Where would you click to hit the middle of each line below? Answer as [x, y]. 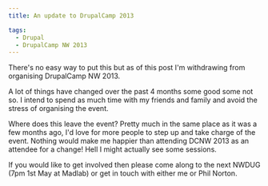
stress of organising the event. [59, 109]
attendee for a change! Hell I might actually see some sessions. [113, 149]
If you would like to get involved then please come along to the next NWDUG [134, 165]
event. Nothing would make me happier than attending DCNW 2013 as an [129, 141]
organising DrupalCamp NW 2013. [64, 76]
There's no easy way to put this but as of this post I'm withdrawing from [127, 68]
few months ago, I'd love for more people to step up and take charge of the [132, 133]
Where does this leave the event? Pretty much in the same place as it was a [133, 124]
